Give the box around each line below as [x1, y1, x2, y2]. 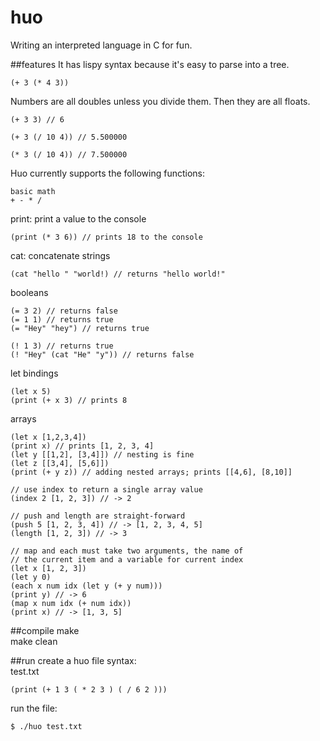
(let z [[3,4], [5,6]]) [10, 458, 110, 468]
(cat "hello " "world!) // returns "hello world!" [10, 269, 226, 279]
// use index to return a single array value [10, 484, 203, 495]
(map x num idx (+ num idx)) [10, 598, 132, 608]
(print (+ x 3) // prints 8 [10, 395, 128, 405]
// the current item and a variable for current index [10, 554, 244, 565]
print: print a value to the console [10, 212, 147, 225]
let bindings [10, 367, 59, 379]
